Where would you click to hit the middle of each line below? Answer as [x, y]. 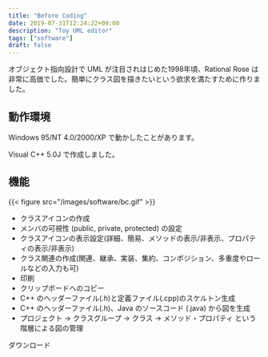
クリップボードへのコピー [62, 288]
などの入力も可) [53, 268]
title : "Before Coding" [48, 16]
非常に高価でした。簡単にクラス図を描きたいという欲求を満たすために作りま [134, 79]
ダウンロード [29, 345]
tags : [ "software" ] [41, 38]
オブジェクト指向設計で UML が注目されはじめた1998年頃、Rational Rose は [133, 69]
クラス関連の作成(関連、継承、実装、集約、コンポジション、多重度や [133, 258]
